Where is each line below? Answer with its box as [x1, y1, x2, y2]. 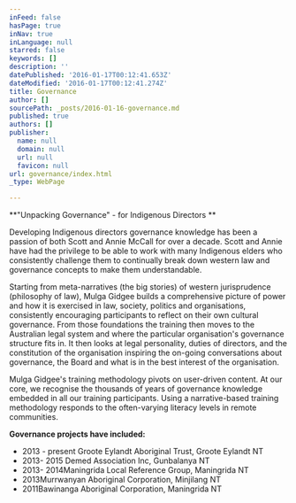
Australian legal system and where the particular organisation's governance [9, 329, 285, 339]
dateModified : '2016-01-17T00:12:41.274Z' [9, 79, 168, 88]
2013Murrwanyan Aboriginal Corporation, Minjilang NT [21, 475, 221, 485]
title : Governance [9, 87, 77, 96]
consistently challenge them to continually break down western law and [9, 255, 270, 266]
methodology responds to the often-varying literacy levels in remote [9, 402, 257, 413]
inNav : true [9, 29, 53, 38]
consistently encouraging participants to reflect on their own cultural [9, 310, 259, 321]
